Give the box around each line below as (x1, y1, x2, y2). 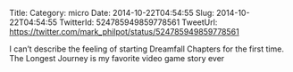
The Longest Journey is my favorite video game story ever (9, 53, 225, 63)
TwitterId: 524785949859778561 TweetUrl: (59, 17, 218, 28)
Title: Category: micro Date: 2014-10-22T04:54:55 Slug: (9, 8, 214, 18)
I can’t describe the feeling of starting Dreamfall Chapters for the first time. (9, 44, 284, 54)
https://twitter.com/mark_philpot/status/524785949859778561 (9, 27, 239, 36)
